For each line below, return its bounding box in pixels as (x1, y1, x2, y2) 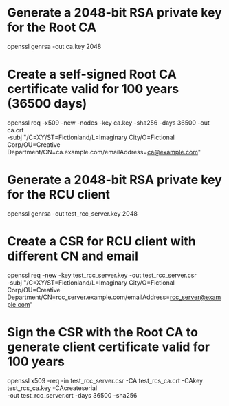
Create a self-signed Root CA (7, 67, 177, 82)
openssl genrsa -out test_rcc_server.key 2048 (7, 209, 138, 218)
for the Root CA (7, 19, 96, 35)
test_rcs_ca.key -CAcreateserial (7, 384, 98, 392)
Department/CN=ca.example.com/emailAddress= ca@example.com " (7, 148, 201, 156)
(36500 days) (7, 96, 87, 112)
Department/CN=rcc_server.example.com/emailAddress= (7, 293, 171, 301)
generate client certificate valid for (7, 339, 210, 354)
